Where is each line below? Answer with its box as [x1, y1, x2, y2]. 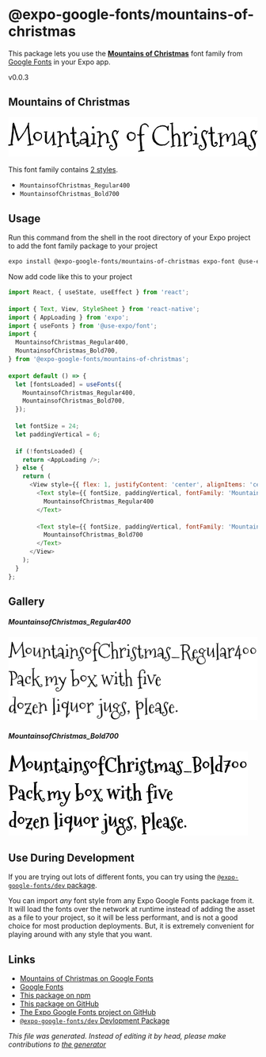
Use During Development [8, 851, 135, 864]
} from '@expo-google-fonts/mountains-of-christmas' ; [8, 356, 190, 363]
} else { [15, 464, 44, 472]
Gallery [8, 595, 45, 609]
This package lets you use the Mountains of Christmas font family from [8, 48, 243, 58]
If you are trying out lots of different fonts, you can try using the [8, 872, 216, 882]
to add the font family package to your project [8, 241, 158, 251]
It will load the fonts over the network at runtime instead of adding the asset [8, 905, 256, 914]
